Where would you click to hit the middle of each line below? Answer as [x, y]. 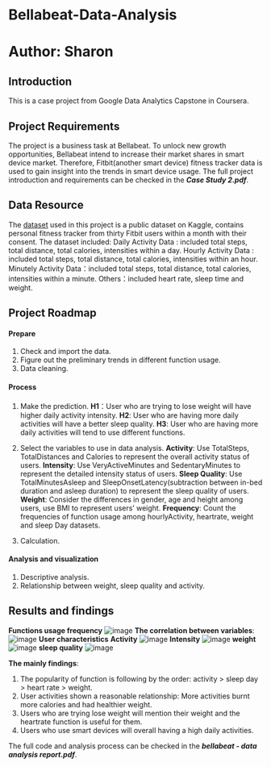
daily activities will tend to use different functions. [102, 432]
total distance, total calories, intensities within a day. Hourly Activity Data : [131, 250]
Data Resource [46, 205]
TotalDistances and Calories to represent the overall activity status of [135, 456]
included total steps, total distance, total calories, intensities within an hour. [133, 259]
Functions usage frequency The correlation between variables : [131, 630]
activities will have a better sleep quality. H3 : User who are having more [139, 423]
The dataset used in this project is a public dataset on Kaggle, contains [126, 224]
